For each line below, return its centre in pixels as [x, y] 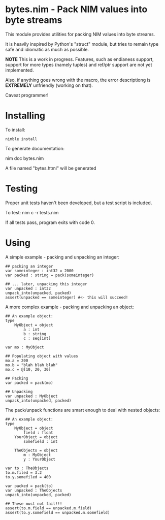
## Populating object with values [42, 356]
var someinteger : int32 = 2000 [39, 271]
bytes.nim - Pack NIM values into [76, 9]
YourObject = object [36, 437]
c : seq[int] [37, 338]
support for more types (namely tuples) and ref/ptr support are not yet [79, 64]
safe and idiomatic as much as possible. [47, 49]
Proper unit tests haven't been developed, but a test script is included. [79, 203]
